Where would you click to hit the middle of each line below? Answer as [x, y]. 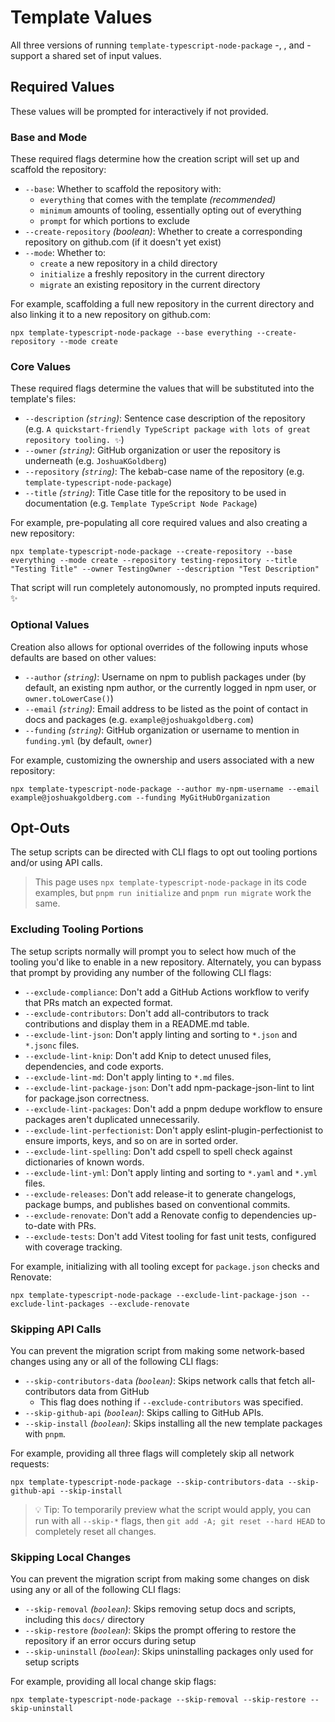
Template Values [81, 17]
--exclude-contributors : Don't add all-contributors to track [147, 1013]
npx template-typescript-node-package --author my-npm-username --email [165, 789]
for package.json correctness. [87, 1098]
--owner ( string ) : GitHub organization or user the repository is [152, 450]
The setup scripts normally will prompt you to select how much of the [153, 951]
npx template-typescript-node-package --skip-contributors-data [147, 1482]
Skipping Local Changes [71, 1557]
